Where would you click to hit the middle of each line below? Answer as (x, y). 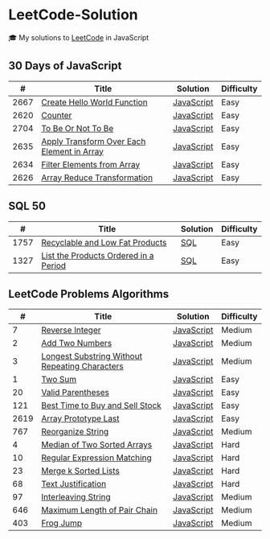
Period (54, 265)
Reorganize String (75, 432)
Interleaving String (76, 497)
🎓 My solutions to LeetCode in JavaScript (79, 37)
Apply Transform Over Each (94, 141)
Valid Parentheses (76, 393)
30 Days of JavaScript (65, 66)
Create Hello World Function (94, 102)
